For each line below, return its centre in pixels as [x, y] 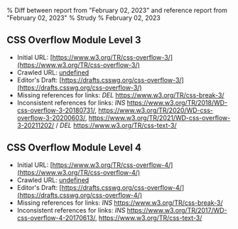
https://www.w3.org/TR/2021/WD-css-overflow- [159, 117]
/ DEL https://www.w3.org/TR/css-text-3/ [116, 125]
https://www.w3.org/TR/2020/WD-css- [156, 110]
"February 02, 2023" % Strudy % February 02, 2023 [84, 18]
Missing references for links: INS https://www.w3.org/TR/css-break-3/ [120, 203]
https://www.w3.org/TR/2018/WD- [177, 102]
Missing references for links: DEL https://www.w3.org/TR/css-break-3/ [120, 95]
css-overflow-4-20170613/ [56, 218]
